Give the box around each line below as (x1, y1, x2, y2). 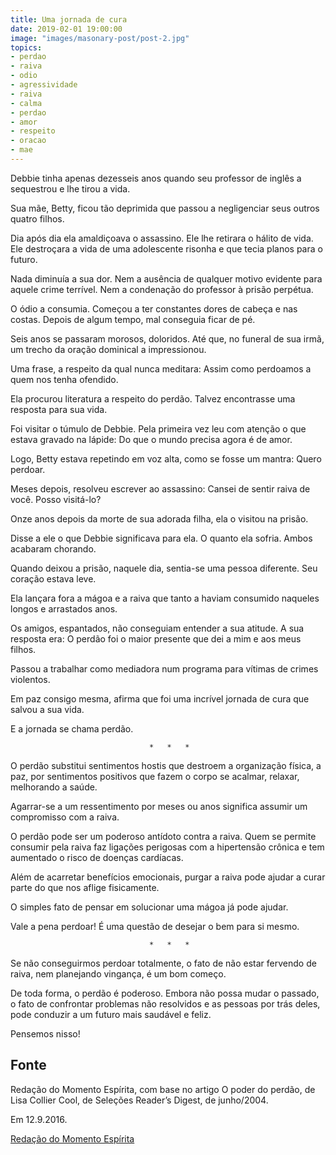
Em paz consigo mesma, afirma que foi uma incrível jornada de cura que (10, 692, 310, 705)
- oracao (10, 136, 47, 146)
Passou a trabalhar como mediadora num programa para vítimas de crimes (10, 662, 319, 675)
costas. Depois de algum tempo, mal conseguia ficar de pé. (10, 313, 256, 325)
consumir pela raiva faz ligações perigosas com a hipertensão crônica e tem (10, 841, 325, 853)
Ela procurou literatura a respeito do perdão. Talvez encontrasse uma (10, 392, 296, 405)
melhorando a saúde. (10, 781, 98, 793)
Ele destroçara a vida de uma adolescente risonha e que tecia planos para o (10, 242, 323, 255)
